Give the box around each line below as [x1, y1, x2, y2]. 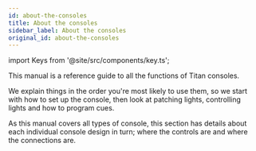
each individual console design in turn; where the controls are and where [8, 127, 249, 137]
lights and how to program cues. [8, 103, 115, 113]
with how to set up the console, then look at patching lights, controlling [8, 95, 242, 104]
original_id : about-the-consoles [8, 33, 120, 42]
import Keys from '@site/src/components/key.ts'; [8, 56, 170, 65]
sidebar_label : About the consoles [8, 26, 127, 34]
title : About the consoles [8, 19, 98, 27]
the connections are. [8, 136, 77, 145]
